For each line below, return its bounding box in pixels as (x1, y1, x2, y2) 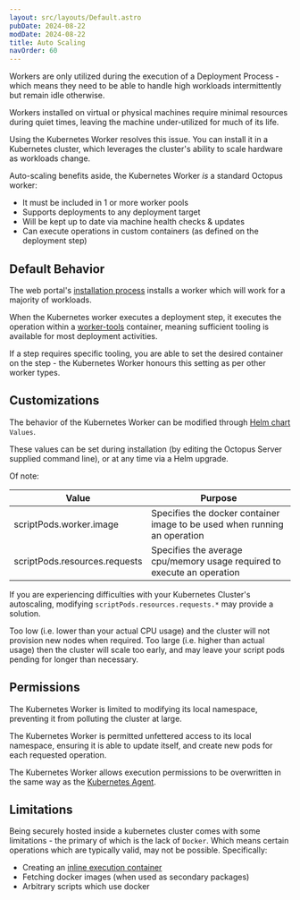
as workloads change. (9, 153, 91, 164)
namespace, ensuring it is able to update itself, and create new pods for (9, 740, 273, 751)
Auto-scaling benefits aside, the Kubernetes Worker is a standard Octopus (9, 171, 283, 182)
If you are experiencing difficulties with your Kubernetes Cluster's (9, 589, 251, 599)
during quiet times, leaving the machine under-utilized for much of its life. (9, 117, 279, 128)
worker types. (9, 367, 61, 378)
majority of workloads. (9, 294, 92, 305)
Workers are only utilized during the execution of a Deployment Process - (9, 71, 279, 81)
